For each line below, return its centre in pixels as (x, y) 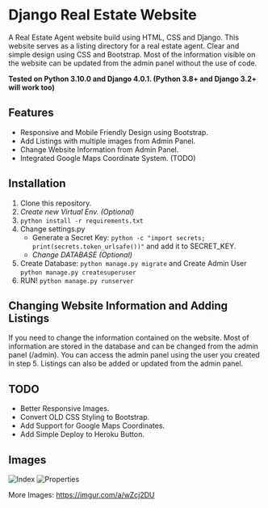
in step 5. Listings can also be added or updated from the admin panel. (126, 364)
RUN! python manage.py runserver (77, 280)
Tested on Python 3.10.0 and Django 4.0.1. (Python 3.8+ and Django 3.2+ (132, 78)
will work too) (31, 87)
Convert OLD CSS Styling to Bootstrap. (85, 417)
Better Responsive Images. (65, 409)
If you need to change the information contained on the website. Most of (129, 338)
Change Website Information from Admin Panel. (99, 149)
